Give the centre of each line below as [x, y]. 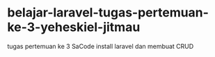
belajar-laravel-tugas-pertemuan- [108, 13]
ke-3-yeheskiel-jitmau [74, 27]
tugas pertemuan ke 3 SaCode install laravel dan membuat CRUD [101, 46]
